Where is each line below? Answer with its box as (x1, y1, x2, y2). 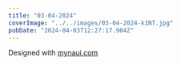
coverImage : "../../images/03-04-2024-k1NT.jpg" (8, 19, 174, 27)
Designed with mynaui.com (8, 48, 99, 58)
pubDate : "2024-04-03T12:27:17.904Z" (8, 26, 135, 34)
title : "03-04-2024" (8, 11, 78, 20)
